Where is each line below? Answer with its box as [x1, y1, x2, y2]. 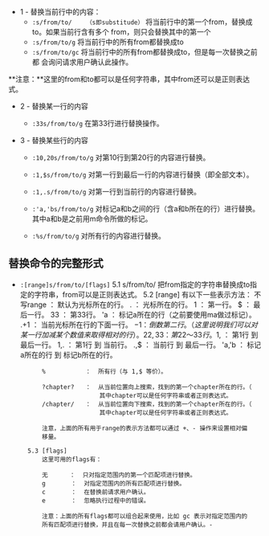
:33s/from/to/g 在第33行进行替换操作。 [31, 119, 165, 128]
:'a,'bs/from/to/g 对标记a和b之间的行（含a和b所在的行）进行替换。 [31, 204, 260, 213]
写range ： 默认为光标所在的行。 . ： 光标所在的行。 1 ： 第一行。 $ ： [19, 300, 252, 309]
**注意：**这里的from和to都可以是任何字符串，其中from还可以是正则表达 [8, 75, 251, 84]
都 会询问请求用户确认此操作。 [31, 57, 133, 67]
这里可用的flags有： [41, 455, 102, 464]
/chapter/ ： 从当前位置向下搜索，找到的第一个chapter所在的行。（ [41, 400, 252, 408]
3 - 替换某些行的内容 [19, 136, 88, 145]
